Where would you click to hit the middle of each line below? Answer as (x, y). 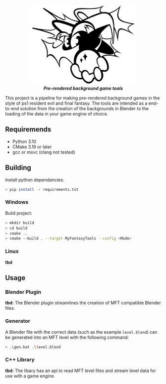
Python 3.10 (24, 141)
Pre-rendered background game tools (83, 88)
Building (18, 168)
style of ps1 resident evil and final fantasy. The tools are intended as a (76, 103)
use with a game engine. (30, 376)
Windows (17, 202)
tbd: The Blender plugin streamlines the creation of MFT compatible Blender (83, 303)
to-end (12, 109)
